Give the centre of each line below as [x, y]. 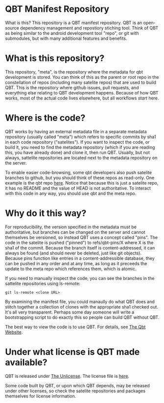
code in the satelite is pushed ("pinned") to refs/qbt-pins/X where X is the [79, 243]
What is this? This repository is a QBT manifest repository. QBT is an [74, 23]
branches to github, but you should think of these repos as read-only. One [80, 178]
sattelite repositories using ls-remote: [43, 283]
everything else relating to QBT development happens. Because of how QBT [82, 93]
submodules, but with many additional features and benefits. [66, 38]
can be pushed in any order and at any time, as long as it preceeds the [76, 263]
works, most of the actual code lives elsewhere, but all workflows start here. [82, 98]
